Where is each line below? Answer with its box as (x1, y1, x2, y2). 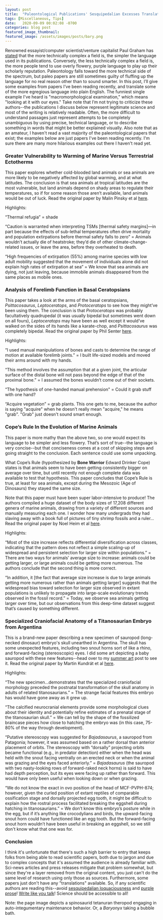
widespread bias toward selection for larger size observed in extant (5, 585, 140, 590)
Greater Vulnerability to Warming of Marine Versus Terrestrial (5, 152, 154, 159)
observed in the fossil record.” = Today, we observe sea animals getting (5, 595, 149, 601)
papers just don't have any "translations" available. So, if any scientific (5, 880, 146, 886)
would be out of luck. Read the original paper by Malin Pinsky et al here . (5, 195, 149, 201)
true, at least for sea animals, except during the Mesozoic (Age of (5, 480, 136, 486)
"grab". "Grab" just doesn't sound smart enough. (5, 411, 103, 418)
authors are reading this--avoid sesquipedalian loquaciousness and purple (5, 886, 154, 891)
